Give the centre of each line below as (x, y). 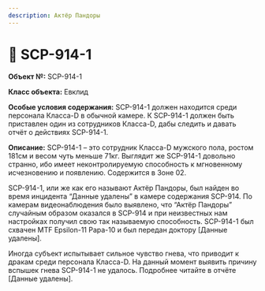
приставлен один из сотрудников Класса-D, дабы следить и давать (122, 124)
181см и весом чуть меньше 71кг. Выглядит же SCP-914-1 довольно (122, 155)
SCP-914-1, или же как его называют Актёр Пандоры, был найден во (124, 188)
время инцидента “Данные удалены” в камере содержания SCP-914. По (130, 196)
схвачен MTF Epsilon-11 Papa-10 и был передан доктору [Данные (118, 229)
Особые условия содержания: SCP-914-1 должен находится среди (123, 106)
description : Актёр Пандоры (54, 15)
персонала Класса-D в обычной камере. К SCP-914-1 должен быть (121, 115)
